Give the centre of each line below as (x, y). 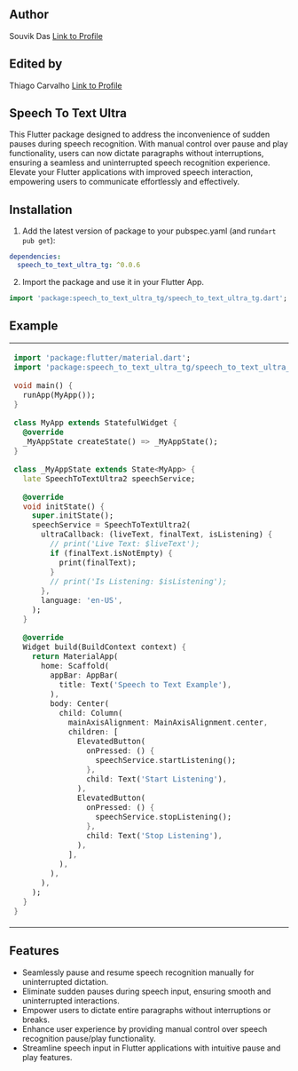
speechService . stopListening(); (164, 817)
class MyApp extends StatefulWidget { (95, 422)
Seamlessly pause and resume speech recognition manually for (138, 972)
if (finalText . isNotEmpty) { (111, 553)
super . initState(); (73, 516)
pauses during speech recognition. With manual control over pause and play (149, 144)
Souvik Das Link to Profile (56, 36)
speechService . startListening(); (166, 760)
